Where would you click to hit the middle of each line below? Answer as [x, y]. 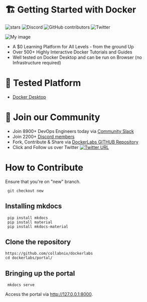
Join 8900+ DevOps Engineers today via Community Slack [73, 131]
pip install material [30, 222]
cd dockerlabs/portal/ [29, 258]
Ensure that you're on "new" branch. [43, 181]
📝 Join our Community [53, 118]
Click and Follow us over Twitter [45, 147]
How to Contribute [44, 168]
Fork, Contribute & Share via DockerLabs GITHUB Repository [76, 142]
